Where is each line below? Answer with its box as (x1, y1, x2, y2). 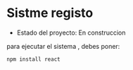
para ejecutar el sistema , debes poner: (6, 42, 120, 50)
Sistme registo (6, 5, 94, 21)
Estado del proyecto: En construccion (16, 28, 126, 37)
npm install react (6, 55, 61, 63)
